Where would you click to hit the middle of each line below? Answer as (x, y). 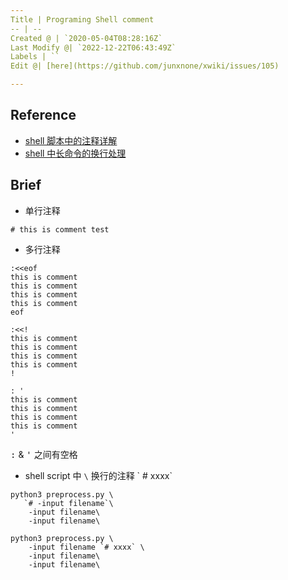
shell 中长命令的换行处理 (75, 153)
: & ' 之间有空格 (44, 454)
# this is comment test (60, 229)
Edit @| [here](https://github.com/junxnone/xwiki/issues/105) (145, 66)
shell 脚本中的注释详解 (71, 140)
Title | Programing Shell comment (82, 19)
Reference (43, 115)
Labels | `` (35, 57)
